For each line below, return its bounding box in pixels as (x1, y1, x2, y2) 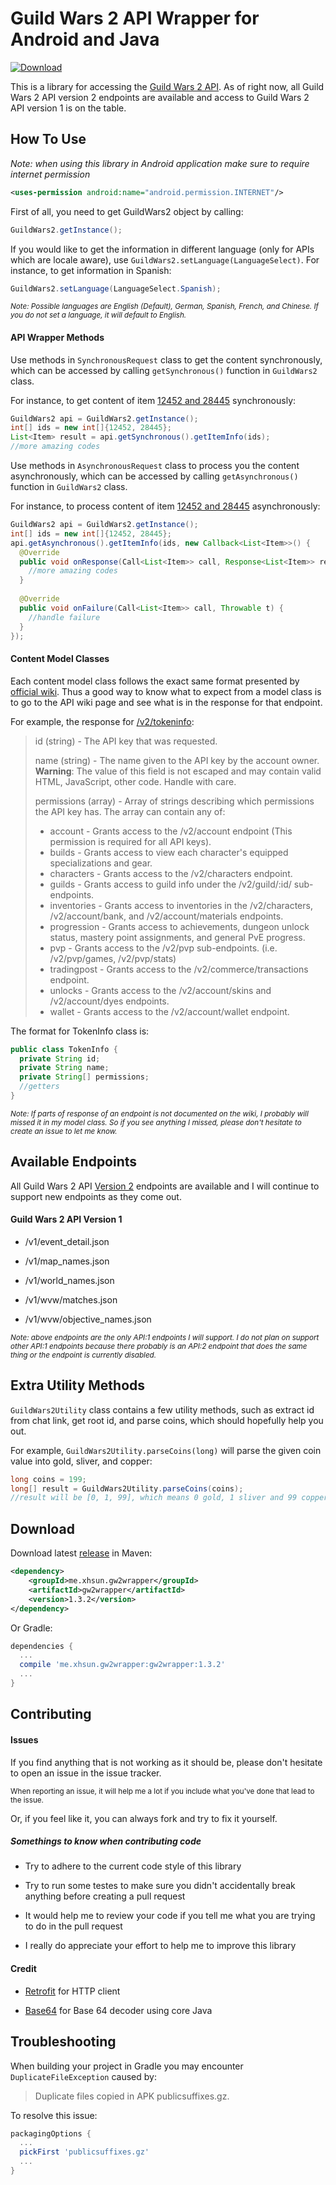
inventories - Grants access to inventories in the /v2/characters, (49, 899, 313, 911)
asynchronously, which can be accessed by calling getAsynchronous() (10, 470, 299, 482)
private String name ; (19, 1063, 110, 1073)
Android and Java (10, 28, 160, 51)
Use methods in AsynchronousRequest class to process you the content (10, 460, 300, 472)
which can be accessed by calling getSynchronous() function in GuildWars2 (10, 364, 318, 376)
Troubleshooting (10, 2033, 117, 2051)
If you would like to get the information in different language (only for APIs (10, 243, 315, 255)
